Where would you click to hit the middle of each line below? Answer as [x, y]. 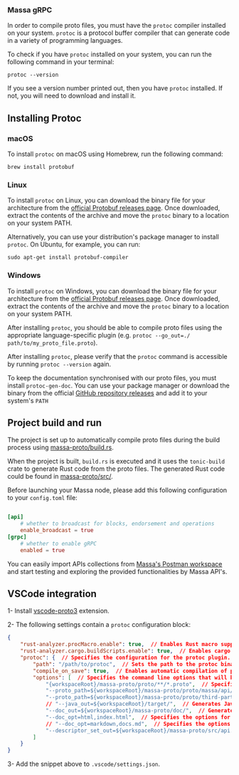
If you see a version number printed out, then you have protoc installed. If [115, 88]
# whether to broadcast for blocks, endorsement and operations [117, 524]
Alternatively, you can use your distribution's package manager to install [113, 237]
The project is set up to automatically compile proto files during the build [114, 440]
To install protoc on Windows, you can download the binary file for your [112, 291]
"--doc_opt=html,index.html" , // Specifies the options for [138, 717]
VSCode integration [52, 594]
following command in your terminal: [61, 62]
